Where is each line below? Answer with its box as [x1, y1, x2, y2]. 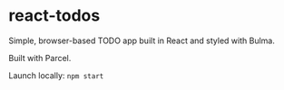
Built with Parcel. [8, 52, 72, 63]
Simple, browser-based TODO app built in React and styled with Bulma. [8, 35, 276, 46]
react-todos [8, 5, 101, 26]
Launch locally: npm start [8, 69, 104, 81]
